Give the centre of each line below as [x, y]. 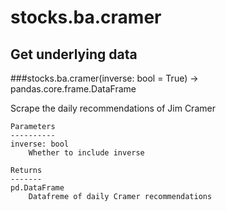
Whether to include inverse [86, 153]
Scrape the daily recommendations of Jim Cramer [113, 108]
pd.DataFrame [37, 188]
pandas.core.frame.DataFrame [73, 89]
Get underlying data [74, 54]
